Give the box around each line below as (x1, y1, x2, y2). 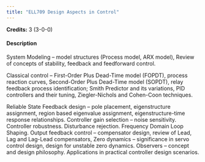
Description (6, 40, 37, 47)
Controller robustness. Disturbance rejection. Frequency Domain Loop (6, 122, 184, 130)
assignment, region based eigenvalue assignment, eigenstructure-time (6, 109, 185, 117)
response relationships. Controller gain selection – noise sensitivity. (6, 116, 177, 123)
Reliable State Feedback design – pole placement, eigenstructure (6, 103, 171, 110)
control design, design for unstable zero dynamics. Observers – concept (6, 142, 189, 149)
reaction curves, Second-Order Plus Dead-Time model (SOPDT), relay (6, 78, 184, 86)
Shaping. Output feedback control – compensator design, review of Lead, (6, 129, 192, 136)
